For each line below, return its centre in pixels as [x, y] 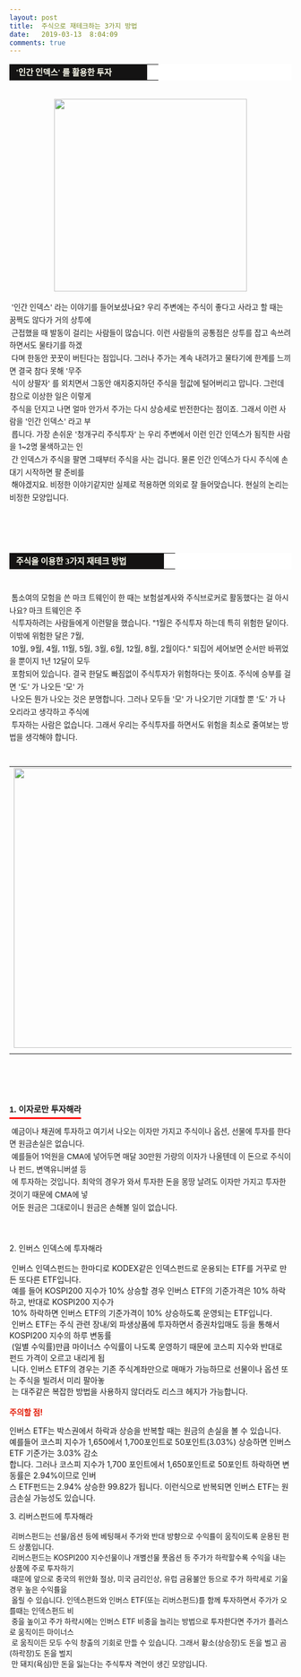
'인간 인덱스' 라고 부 [58, 421]
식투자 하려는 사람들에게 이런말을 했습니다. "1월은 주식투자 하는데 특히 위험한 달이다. [150, 623]
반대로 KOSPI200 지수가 [71, 1302]
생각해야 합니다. [52, 737]
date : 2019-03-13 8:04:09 [64, 34]
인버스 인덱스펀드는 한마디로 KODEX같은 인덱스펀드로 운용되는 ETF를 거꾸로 [144, 1268]
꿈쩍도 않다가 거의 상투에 [51, 320]
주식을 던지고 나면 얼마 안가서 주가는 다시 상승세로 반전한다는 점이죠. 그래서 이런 [144, 409]
